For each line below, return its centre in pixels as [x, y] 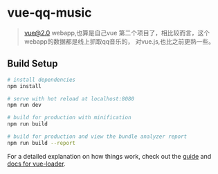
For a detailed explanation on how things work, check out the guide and [109, 156]
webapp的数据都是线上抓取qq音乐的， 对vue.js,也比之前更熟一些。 [119, 41]
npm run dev [24, 105]
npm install [24, 86]
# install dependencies [42, 80]
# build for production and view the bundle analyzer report [97, 137]
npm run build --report [42, 143]
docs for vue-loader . [36, 164]
